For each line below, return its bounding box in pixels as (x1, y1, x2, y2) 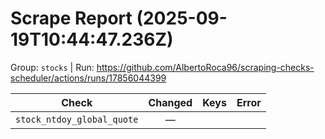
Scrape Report (10, 7, 133, 30)
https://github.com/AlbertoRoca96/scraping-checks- (96, 61, 315, 73)
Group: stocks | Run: (10, 61, 95, 73)
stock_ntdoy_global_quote (15, 113, 139, 125)
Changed (148, 95, 193, 109)
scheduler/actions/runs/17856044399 (10, 72, 167, 84)
